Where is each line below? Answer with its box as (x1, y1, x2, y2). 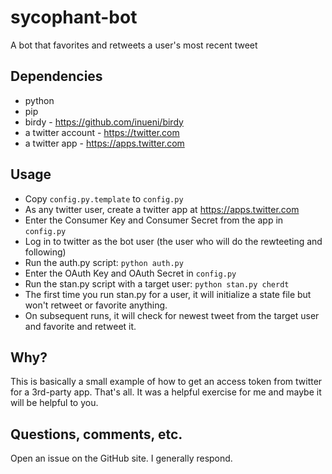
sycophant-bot (10, 6, 138, 29)
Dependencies (10, 68, 103, 85)
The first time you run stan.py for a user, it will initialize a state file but (24, 288, 312, 300)
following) (24, 246, 67, 258)
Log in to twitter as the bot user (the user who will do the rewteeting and (24, 235, 323, 247)
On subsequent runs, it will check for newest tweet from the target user (24, 309, 320, 321)
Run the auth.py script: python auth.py (24, 256, 184, 268)
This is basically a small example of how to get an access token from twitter (10, 376, 323, 388)
